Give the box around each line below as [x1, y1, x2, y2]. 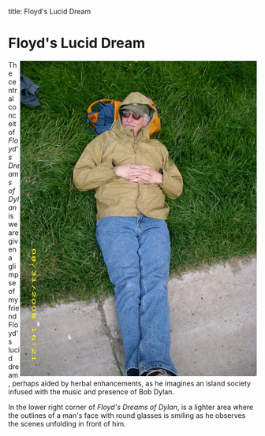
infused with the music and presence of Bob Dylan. [8, 386, 175, 397]
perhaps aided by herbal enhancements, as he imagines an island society [11, 378, 251, 388]
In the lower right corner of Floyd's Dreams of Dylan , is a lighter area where [8, 402, 254, 412]
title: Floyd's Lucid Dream [8, 7, 91, 16]
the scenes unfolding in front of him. [8, 419, 126, 428]
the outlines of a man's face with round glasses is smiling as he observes [8, 410, 246, 420]
